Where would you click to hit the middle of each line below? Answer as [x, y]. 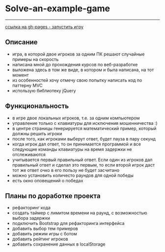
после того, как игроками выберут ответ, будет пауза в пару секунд [84, 139]
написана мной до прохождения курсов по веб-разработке [75, 64]
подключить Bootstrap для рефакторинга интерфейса [68, 224]
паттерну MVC [27, 85]
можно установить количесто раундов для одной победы [73, 175]
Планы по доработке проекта [53, 196]
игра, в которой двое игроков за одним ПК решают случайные [78, 54]
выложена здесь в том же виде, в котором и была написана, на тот [83, 70]
